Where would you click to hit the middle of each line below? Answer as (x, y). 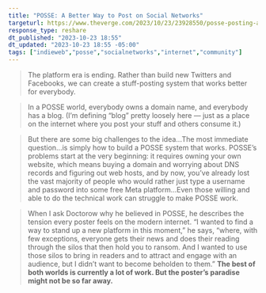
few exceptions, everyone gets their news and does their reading (133, 239)
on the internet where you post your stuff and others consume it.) (134, 124)
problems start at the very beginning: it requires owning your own (134, 156)
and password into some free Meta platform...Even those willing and (139, 190)
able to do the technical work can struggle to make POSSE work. (133, 198)
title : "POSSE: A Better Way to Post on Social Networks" (106, 15)
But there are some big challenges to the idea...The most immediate (138, 139)
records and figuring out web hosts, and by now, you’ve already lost (139, 173)
